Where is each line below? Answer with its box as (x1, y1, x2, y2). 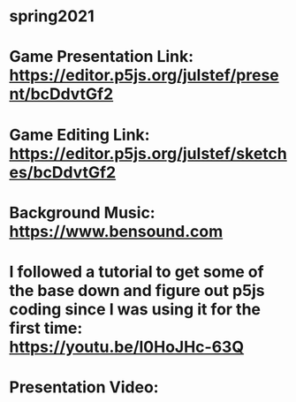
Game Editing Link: (9, 125, 150, 145)
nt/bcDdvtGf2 (9, 84, 114, 104)
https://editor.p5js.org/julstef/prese (9, 65, 280, 86)
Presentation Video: (9, 377, 159, 398)
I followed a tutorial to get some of (9, 262, 264, 282)
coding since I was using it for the (9, 299, 262, 319)
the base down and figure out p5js (9, 280, 265, 300)
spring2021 (9, 6, 95, 27)
